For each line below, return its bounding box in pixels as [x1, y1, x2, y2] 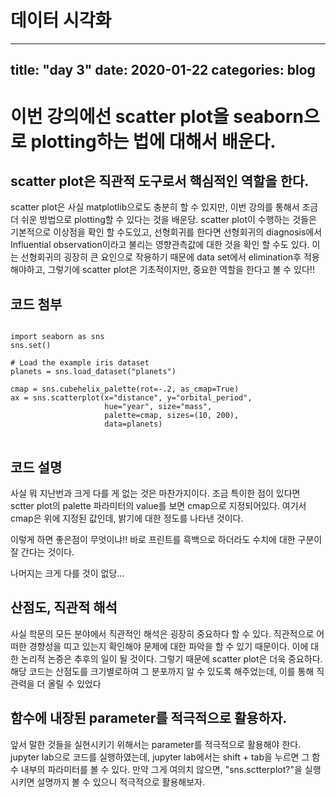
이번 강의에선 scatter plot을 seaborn [10, 105, 304, 128]
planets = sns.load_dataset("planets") [10, 367, 177, 377]
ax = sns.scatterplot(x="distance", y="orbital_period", [10, 393, 253, 403]
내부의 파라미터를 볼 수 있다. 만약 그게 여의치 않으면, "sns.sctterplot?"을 [20, 763, 303, 775]
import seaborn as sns [10, 332, 105, 342]
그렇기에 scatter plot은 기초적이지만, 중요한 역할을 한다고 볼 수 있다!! [47, 264, 315, 276]
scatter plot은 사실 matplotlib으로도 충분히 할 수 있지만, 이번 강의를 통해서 [10, 201, 300, 213]
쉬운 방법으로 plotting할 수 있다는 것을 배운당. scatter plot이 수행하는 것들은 [20, 214, 317, 226]
